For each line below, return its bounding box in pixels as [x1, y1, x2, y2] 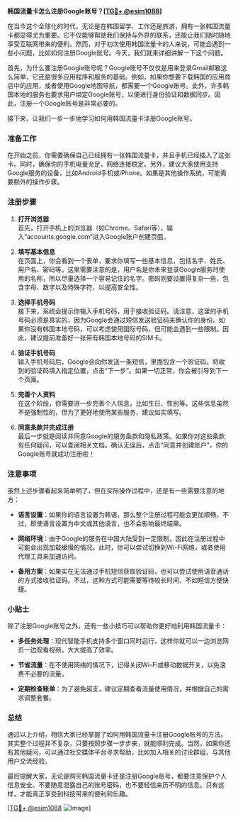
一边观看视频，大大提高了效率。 [23, 645, 118, 654]
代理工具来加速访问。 [17, 552, 80, 560]
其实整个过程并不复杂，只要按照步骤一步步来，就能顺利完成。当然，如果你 [7, 739, 225, 747]
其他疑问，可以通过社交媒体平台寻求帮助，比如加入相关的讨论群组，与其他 [13, 748, 231, 757]
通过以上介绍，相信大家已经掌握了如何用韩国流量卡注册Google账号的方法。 [7, 730, 227, 739]
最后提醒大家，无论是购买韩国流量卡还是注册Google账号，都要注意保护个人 [7, 772, 227, 781]
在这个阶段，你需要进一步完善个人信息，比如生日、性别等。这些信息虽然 [17, 399, 229, 407]
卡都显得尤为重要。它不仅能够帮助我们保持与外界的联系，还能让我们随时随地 [7, 31, 231, 39]
